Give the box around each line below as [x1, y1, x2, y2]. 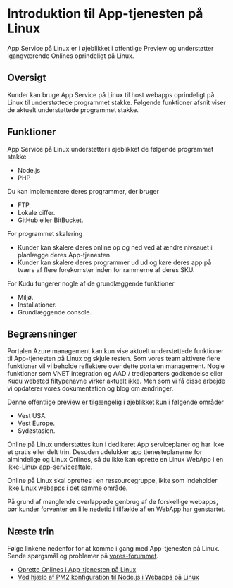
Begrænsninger [7, 328, 77, 340]
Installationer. [17, 300, 57, 309]
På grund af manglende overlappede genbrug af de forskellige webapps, [7, 498, 218, 506]
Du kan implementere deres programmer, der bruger [7, 187, 160, 195]
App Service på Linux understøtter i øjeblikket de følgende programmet [7, 145, 214, 153]
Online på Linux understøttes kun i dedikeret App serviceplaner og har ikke [7, 440, 225, 449]
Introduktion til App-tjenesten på [7, 6, 203, 22]
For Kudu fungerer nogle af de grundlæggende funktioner [7, 279, 175, 288]
